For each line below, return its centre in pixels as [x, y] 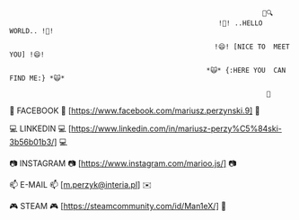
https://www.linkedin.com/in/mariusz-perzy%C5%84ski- [177, 128]
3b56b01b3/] [33, 142]
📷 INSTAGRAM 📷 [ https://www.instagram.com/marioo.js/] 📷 [123, 163]
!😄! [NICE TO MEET [252, 47]
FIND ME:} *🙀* [37, 78]
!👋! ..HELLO [241, 23]
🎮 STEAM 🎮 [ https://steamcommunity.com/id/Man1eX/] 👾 [118, 206]
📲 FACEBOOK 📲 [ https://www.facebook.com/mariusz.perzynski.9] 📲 [135, 110]
